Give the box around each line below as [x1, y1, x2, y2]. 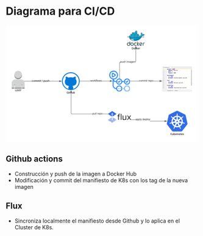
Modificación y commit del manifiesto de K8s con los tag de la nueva [14, 176, 188, 184]
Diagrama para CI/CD [5, 4, 115, 18]
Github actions [5, 154, 63, 164]
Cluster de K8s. [14, 223, 54, 230]
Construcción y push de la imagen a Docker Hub [14, 170, 137, 177]
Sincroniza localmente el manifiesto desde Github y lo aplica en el [14, 217, 180, 224]
